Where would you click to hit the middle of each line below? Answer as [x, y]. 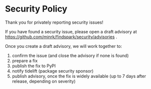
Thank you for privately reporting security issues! [54, 22]
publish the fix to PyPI [34, 66]
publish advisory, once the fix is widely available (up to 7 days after [79, 76]
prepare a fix [25, 60]
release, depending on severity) [44, 81]
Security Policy [36, 9]
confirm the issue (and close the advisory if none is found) [70, 55]
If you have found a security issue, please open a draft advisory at [71, 31]
